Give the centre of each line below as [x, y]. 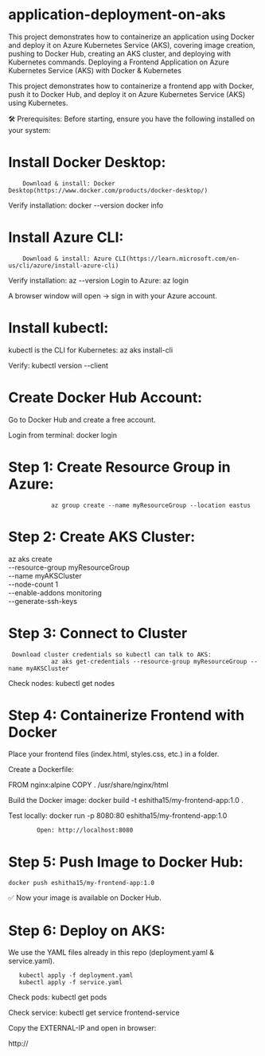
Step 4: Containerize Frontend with [127, 715]
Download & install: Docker [69, 183]
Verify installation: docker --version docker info [86, 205]
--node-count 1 [33, 584]
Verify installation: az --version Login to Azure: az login [99, 280]
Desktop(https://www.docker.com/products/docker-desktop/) [108, 190]
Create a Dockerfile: [41, 770]
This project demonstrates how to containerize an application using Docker [131, 37]
